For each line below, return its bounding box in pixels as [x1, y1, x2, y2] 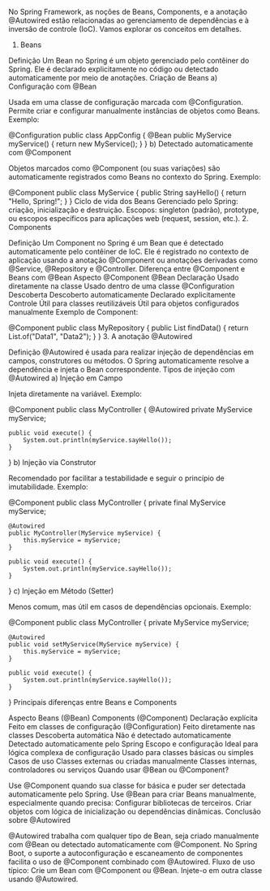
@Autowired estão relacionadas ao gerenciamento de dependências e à [8, 15, 250, 25]
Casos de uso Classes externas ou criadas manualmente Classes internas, [8, 756, 258, 766]
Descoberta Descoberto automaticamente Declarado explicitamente [8, 290, 236, 299]
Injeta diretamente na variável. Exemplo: [8, 389, 142, 398]
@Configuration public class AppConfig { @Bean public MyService [8, 130, 233, 140]
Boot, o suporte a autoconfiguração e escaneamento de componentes [8, 849, 243, 858]
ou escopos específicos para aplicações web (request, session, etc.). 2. [8, 214, 249, 223]
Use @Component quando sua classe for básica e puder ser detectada [8, 780, 246, 790]
